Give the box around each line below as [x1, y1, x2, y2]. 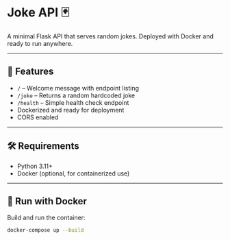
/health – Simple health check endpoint [16, 98, 129, 106]
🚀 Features [7, 66, 54, 77]
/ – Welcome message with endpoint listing [16, 84, 139, 92]
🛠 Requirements [7, 141, 80, 152]
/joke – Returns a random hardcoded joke [16, 91, 136, 99]
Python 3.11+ [16, 162, 53, 170]
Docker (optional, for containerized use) [16, 169, 130, 178]
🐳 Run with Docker [7, 195, 88, 207]
